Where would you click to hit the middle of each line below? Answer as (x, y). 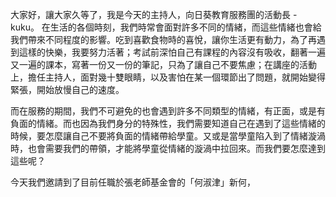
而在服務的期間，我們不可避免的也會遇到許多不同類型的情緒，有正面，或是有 (168, 111)
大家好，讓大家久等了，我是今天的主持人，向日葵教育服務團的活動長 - (154, 14)
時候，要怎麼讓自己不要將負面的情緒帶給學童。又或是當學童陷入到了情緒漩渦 (168, 136)
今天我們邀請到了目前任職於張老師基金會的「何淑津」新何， (133, 182)
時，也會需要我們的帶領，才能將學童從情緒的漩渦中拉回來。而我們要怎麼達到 (168, 148)
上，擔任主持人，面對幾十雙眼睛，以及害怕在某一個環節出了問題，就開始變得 (168, 77)
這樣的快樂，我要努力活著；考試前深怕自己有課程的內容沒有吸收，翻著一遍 (172, 52)
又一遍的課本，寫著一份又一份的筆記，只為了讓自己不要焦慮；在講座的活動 (163, 64)
